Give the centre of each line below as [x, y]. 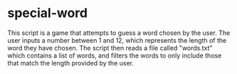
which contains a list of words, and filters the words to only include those [115, 55]
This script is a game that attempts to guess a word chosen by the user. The [119, 33]
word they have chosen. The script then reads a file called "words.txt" [110, 48]
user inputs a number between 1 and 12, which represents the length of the [117, 40]
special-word [47, 13]
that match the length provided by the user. [70, 63]
